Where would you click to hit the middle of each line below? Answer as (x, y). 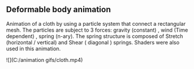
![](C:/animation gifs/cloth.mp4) (45, 60)
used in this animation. (33, 49)
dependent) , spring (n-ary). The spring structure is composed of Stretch (95, 36)
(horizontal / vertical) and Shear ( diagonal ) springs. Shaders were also (93, 42)
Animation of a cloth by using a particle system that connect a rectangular (96, 23)
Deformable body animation (58, 10)
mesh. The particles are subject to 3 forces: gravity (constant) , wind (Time (97, 30)
